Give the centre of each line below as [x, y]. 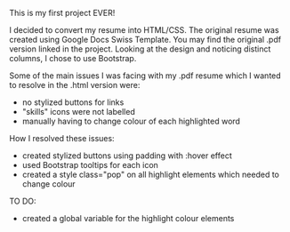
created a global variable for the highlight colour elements [128, 218]
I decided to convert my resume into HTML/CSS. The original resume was [144, 30]
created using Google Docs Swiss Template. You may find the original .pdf [145, 40]
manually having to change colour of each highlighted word [131, 121]
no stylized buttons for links [73, 102]
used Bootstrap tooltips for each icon [90, 165]
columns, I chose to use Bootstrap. [73, 58]
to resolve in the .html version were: [75, 85]
